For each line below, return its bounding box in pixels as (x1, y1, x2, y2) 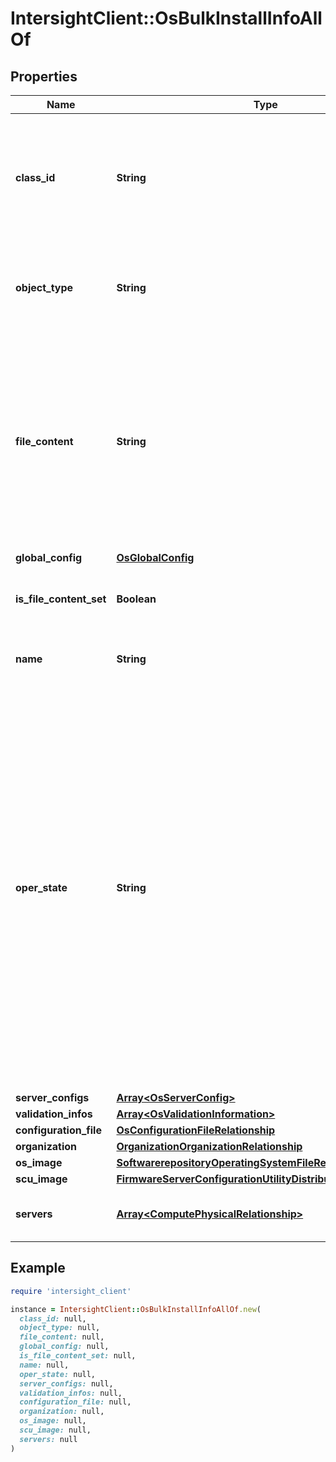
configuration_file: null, (19, 1397, 132, 1407)
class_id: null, (19, 1313, 87, 1324)
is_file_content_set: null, (19, 1351, 137, 1361)
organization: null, (19, 1407, 105, 1417)
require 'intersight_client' (10, 1286, 132, 1296)
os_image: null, (19, 1416, 87, 1426)
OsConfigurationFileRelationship (116, 1123, 276, 1137)
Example (10, 1260, 66, 1277)
